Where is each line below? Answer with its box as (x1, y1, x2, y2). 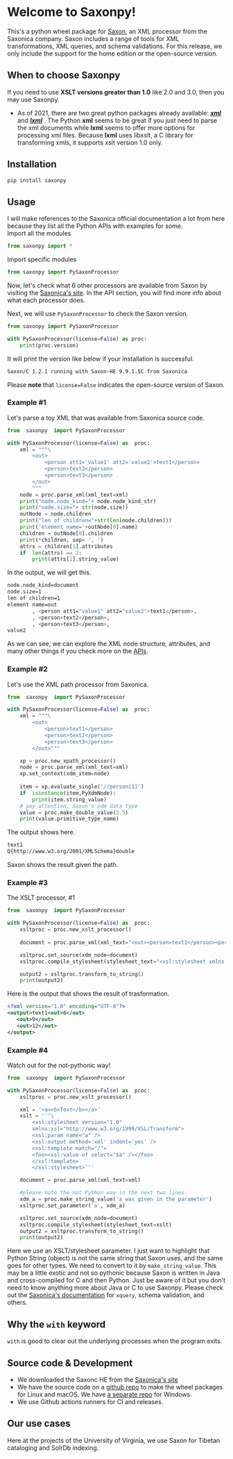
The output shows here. (7, 828, 76, 836)
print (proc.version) (19, 342, 79, 349)
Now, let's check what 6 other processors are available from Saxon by (7, 281, 207, 289)
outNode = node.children (19, 511, 92, 518)
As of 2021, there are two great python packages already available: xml (17, 108, 222, 117)
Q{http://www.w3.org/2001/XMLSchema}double (7, 848, 135, 855)
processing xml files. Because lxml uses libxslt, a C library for (17, 131, 193, 139)
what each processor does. (7, 296, 85, 304)
